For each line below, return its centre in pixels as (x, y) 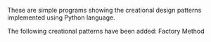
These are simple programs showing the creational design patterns (104, 10)
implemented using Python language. (61, 17)
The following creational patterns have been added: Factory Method (106, 31)
